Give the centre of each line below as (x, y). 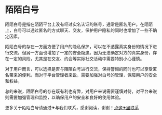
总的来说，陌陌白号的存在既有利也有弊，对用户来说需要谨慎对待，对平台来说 (81, 91)
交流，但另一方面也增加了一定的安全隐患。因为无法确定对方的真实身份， (81, 52)
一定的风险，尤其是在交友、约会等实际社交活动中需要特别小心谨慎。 (77, 58)
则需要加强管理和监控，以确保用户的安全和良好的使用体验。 (64, 97)
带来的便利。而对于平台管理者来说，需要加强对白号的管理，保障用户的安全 (83, 75)
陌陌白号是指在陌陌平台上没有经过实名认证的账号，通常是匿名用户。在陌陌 (79, 24)
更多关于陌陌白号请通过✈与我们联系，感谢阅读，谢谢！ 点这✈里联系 (72, 107)
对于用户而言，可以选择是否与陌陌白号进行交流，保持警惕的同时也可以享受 (79, 69)
